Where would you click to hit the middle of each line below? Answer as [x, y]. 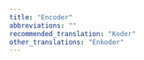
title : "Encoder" [41, 17]
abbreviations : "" [43, 26]
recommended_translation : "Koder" [73, 34]
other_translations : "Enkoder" [67, 42]
